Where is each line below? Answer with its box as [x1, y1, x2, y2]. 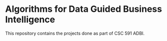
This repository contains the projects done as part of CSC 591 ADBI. [5, 30, 145, 36]
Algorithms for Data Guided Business [5, 3, 162, 15]
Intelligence [5, 14, 55, 25]
